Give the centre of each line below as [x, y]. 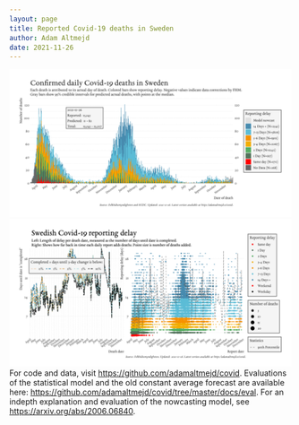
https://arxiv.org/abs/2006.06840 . [73, 411]
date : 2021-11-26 [42, 48]
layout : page [34, 19]
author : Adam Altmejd [50, 38]
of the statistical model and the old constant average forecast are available [147, 382]
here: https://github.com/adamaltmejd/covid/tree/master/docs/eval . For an [147, 392]
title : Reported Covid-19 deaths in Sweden [92, 28]
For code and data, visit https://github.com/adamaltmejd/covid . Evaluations [148, 373]
